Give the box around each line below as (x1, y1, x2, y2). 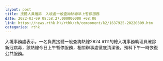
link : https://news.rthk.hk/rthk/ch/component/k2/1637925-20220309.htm (5, 20, 153, 25)
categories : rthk (5, 25, 40, 30)
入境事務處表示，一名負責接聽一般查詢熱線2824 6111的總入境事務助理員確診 (5, 39, 157, 45)
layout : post (5, 7, 32, 12)
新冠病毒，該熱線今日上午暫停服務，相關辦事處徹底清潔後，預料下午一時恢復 (5, 45, 158, 50)
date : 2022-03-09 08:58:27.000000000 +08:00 (5, 16, 97, 21)
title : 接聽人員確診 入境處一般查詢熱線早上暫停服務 (5, 12, 100, 16)
